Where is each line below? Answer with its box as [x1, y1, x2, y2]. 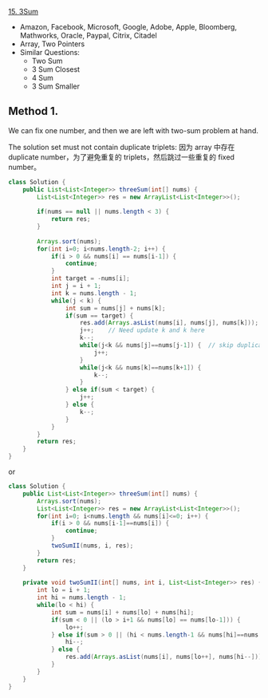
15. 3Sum [8, 7, 38, 16]
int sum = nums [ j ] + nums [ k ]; [65, 304, 166, 312]
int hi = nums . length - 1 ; [37, 593, 127, 601]
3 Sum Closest [31, 65, 81, 74]
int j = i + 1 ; [50, 282, 102, 290]
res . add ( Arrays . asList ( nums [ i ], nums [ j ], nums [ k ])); [79, 319, 259, 327]
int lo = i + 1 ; [37, 586, 91, 594]
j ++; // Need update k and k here [79, 326, 205, 334]
